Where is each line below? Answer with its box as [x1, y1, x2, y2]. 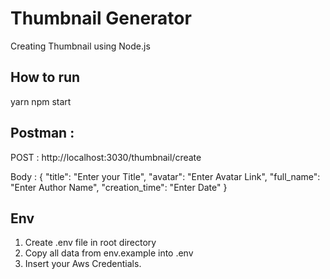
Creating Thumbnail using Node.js [10, 40, 151, 52]
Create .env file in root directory [24, 237, 157, 249]
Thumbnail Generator [10, 7, 192, 30]
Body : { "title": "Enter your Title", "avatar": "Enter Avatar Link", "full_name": [10, 170, 321, 182]
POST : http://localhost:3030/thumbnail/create [10, 151, 202, 163]
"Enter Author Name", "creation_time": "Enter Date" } [10, 181, 228, 193]
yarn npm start [10, 95, 72, 107]
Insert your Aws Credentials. [24, 258, 142, 270]
